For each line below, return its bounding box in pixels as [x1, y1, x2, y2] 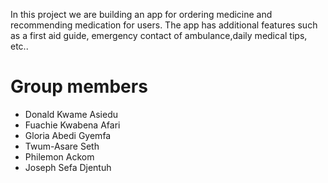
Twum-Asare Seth [24, 140, 100, 152]
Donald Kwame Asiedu [24, 108, 118, 120]
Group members [10, 75, 148, 98]
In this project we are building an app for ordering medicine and [10, 9, 273, 20]
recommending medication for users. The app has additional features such [10, 19, 318, 31]
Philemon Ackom [24, 150, 95, 163]
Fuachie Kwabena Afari [24, 119, 121, 131]
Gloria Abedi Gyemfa [24, 129, 112, 141]
